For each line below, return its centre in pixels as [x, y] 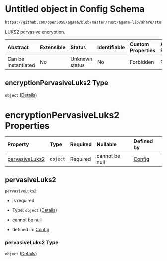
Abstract [18, 47]
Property [18, 144]
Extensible [52, 47]
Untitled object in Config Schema [75, 9]
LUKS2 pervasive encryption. [35, 32]
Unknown [82, 59]
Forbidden [142, 62]
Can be [16, 59]
